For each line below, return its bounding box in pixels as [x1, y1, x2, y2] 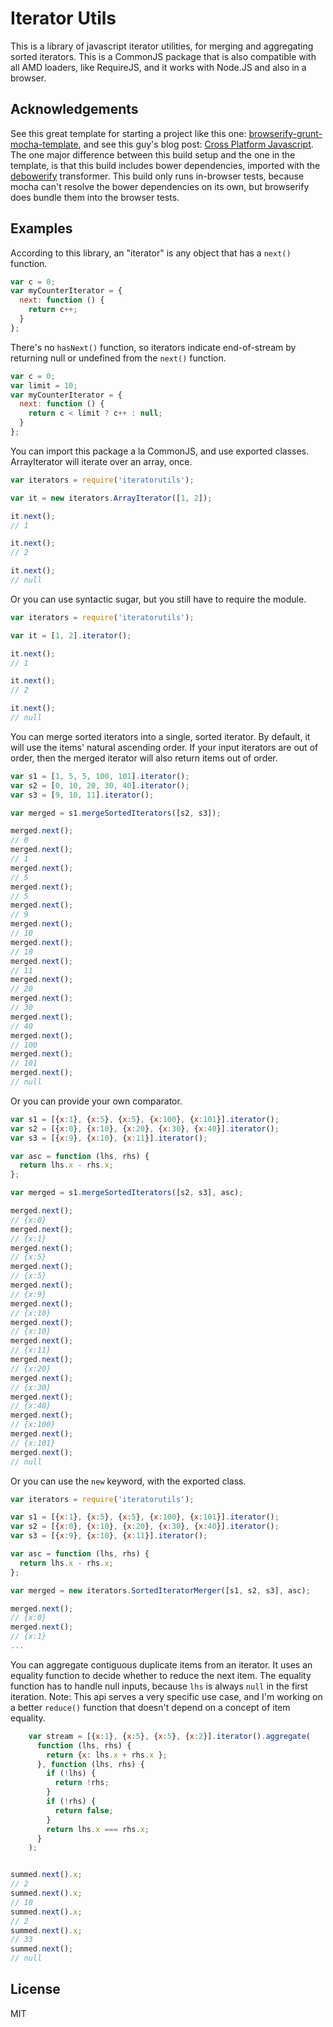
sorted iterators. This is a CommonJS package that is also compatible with [10, 50, 317, 62]
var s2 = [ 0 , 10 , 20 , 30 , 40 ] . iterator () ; [10, 780, 190, 791]
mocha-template [10, 138, 79, 150]
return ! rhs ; [54, 1778, 110, 1788]
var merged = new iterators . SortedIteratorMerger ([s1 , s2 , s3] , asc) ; [10, 1585, 311, 1596]
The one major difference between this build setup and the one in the [10, 148, 296, 161]
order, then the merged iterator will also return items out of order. [10, 752, 278, 764]
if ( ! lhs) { [46, 1768, 97, 1779]
